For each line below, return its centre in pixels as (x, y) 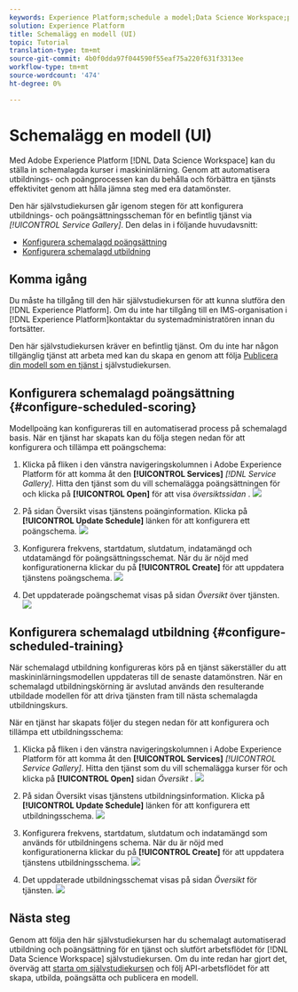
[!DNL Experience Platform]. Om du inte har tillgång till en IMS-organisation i (149, 310)
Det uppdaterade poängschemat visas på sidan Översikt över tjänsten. (151, 595)
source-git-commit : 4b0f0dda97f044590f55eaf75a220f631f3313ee (126, 59)
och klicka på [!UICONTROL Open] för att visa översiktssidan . (136, 494)
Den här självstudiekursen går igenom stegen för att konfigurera (126, 206)
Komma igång (48, 279)
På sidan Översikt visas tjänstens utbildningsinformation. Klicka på (143, 796)
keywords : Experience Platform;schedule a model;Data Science (126, 17)
